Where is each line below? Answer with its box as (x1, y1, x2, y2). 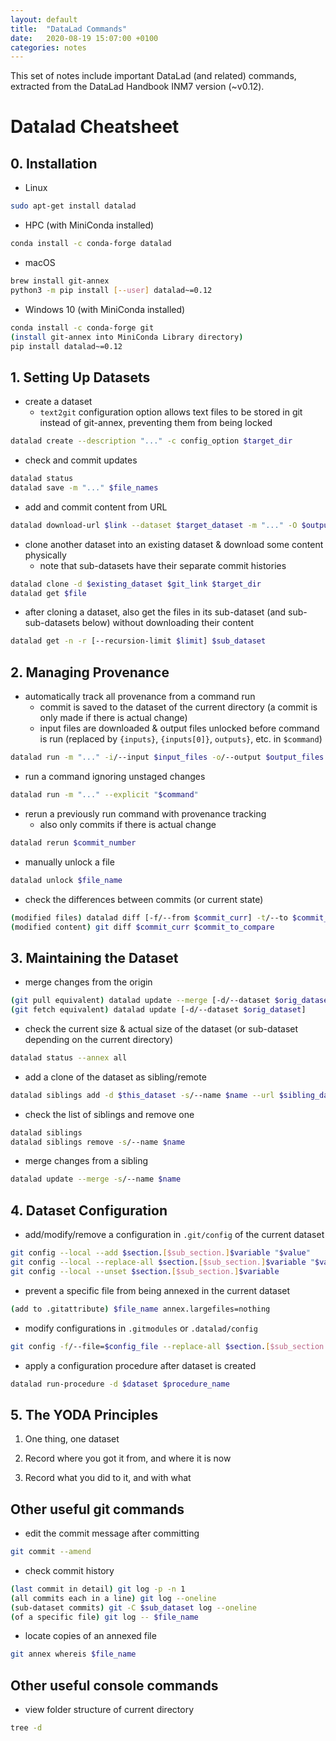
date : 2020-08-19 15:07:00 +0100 (10, 33, 159, 43)
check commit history (24, 1564, 115, 1576)
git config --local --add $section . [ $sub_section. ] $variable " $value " (10, 1248, 311, 1258)
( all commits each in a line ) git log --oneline (10, 1593, 217, 1603)
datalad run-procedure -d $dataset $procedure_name (10, 1379, 230, 1389)
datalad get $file (10, 588, 87, 598)
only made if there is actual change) (39, 712, 188, 724)
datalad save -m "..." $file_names (10, 482, 159, 493)
